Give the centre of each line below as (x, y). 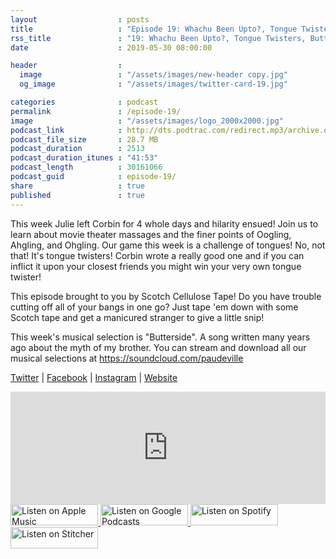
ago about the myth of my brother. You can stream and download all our (158, 347)
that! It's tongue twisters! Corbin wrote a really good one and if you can (157, 255)
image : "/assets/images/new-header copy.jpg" (153, 75)
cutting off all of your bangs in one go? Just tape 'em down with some (154, 307)
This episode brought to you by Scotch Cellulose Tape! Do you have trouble (166, 296)
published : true (77, 195)
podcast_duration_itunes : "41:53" (84, 158)
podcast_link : (66, 130)
